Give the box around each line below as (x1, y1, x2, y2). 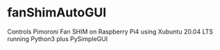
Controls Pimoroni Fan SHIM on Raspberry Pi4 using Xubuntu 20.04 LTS (7, 27, 214, 36)
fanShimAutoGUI (7, 5, 107, 21)
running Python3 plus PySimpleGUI (7, 34, 108, 42)
